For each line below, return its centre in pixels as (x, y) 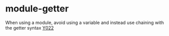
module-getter (37, 9)
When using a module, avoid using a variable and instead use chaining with (84, 22)
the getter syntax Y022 (30, 27)
